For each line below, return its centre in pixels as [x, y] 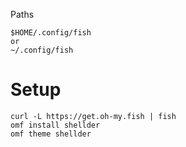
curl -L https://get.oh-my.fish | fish [93, 116]
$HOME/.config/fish [51, 33]
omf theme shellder [51, 134]
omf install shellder [55, 125]
